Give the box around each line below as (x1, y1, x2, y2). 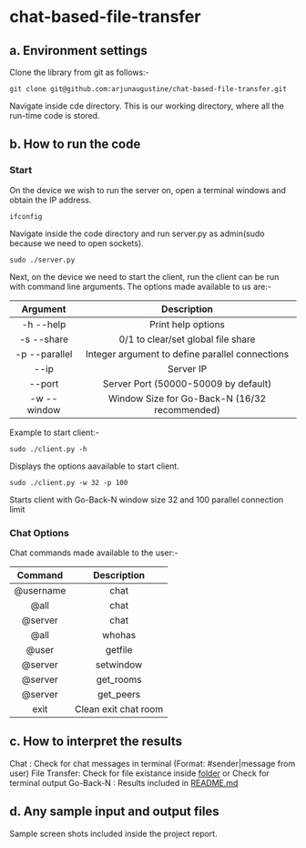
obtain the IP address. (9, 194, 92, 205)
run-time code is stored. (9, 110, 100, 120)
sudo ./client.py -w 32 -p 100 (9, 478, 128, 487)
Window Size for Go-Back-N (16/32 (107, 392, 267, 405)
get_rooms (96, 673, 143, 686)
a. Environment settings (9, 43, 148, 58)
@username (14, 584, 66, 596)
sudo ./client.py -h (9, 444, 88, 453)
